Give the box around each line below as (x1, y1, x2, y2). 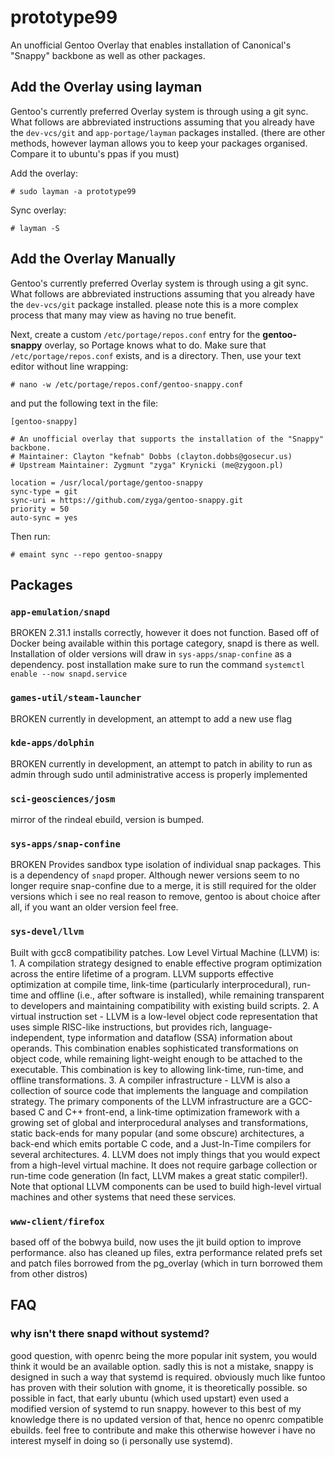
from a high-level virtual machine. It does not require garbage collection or (10, 1159, 318, 1171)
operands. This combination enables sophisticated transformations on (10, 1042, 299, 1054)
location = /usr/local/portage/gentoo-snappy (10, 477, 203, 488)
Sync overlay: (10, 204, 67, 216)
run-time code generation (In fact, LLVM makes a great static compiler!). (10, 1169, 308, 1181)
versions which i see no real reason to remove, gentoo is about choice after (10, 891, 321, 903)
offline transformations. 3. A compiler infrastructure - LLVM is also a (10, 1074, 291, 1086)
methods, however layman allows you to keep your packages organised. (10, 137, 308, 149)
